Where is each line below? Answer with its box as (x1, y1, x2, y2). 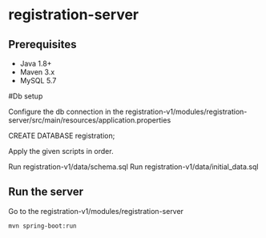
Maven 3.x (19, 67, 55, 77)
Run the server (8, 185, 84, 199)
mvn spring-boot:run (8, 222, 78, 230)
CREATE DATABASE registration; (8, 131, 115, 140)
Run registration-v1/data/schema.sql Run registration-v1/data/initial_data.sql (8, 162, 259, 171)
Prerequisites (8, 38, 77, 51)
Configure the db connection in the (8, 107, 124, 116)
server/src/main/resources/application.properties (8, 115, 171, 125)
